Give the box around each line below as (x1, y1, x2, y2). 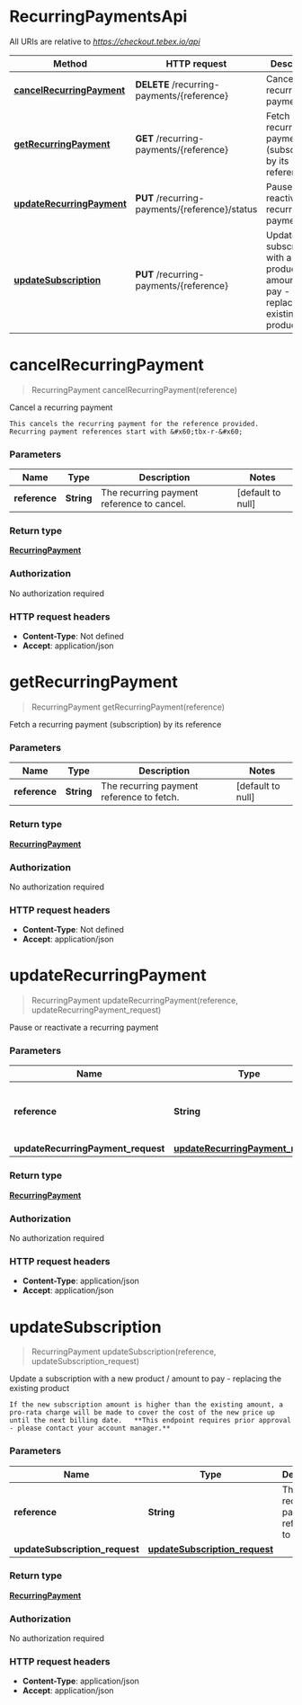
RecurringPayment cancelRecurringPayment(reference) (31, 384, 238, 395)
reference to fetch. (101, 791, 180, 804)
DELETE (135, 78, 170, 91)
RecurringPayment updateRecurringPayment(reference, (31, 995, 238, 1006)
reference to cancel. (101, 497, 186, 510)
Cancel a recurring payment (9, 402, 113, 413)
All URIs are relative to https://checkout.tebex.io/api (9, 36, 200, 47)
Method (53, 57, 88, 69)
